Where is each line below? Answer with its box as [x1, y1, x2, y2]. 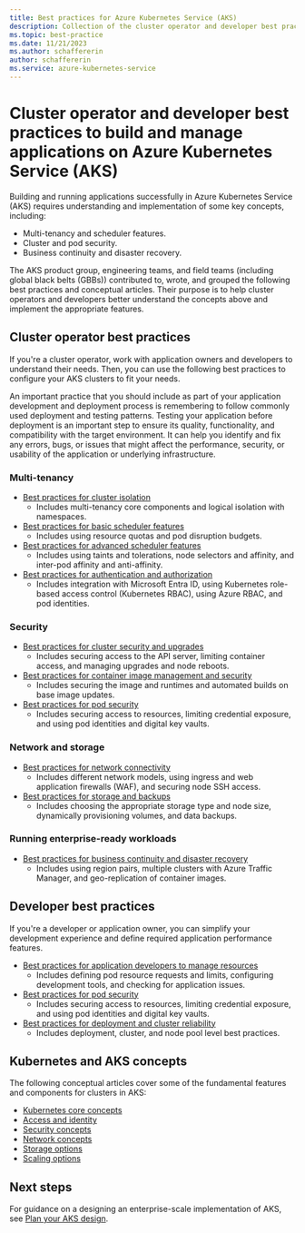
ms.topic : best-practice [9, 30, 103, 39]
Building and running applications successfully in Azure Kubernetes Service [9, 191, 293, 202]
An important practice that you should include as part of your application [9, 390, 281, 401]
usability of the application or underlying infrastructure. [9, 449, 216, 459]
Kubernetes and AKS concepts [9, 1054, 188, 1070]
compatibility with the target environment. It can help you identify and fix [9, 429, 281, 440]
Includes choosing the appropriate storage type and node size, [35, 800, 272, 811]
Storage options [22, 1143, 84, 1154]
